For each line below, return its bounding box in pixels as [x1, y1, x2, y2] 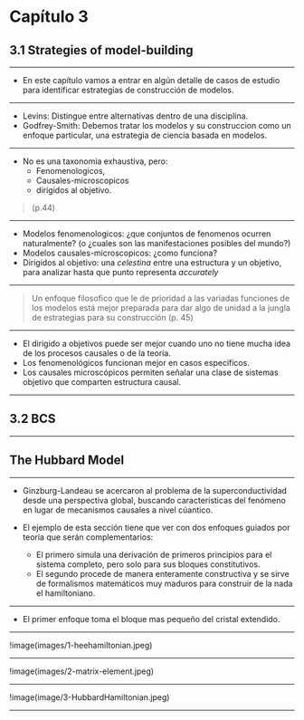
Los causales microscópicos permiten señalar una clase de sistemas [22, 367, 279, 378]
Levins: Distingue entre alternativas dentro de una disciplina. [22, 110, 249, 121]
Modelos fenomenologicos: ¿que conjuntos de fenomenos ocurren [22, 228, 271, 239]
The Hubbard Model [9, 453, 125, 468]
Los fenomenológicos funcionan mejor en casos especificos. [22, 358, 251, 368]
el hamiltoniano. [35, 587, 96, 599]
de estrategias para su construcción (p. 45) [31, 312, 195, 322]
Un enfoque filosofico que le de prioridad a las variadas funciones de [31, 293, 290, 303]
